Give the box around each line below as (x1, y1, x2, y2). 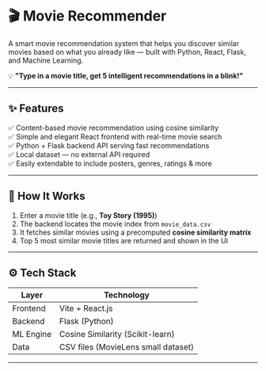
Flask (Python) (59, 316, 114, 327)
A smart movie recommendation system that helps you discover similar (8, 38, 240, 48)
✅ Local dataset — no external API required (8, 149, 150, 159)
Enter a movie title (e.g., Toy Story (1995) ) (19, 210, 158, 220)
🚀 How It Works (8, 189, 85, 203)
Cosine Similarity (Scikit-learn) (59, 329, 175, 340)
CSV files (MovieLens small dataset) (59, 342, 194, 353)
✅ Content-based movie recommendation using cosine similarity (8, 123, 219, 132)
